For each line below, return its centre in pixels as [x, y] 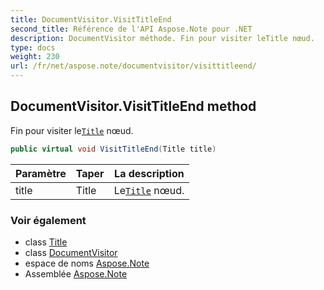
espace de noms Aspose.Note [87, 263]
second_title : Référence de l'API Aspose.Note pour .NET [131, 29]
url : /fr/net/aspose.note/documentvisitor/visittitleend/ [133, 66]
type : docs [33, 47]
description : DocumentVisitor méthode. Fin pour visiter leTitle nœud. [162, 38]
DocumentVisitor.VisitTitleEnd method [133, 106]
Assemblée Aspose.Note [76, 273]
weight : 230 [35, 57]
